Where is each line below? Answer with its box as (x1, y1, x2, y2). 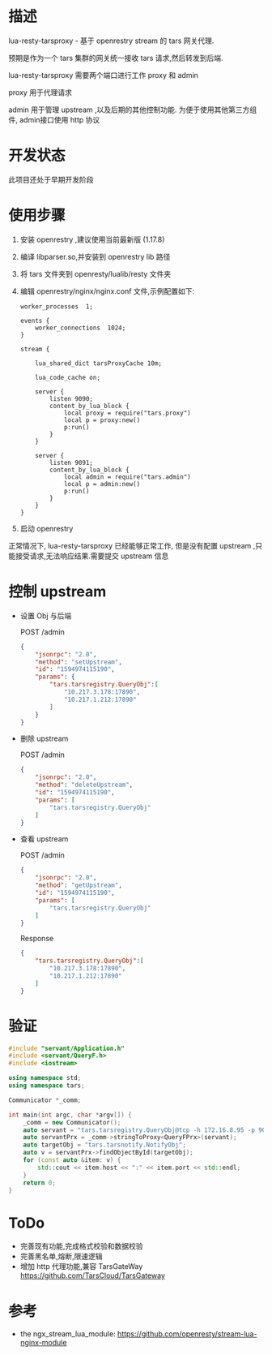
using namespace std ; (8, 1074, 82, 1082)
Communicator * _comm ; (8, 1096, 82, 1104)
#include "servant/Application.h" (8, 1044, 125, 1052)
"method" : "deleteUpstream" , (35, 781, 134, 789)
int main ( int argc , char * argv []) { (8, 1111, 132, 1119)
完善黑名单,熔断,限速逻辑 (19, 1251, 103, 1262)
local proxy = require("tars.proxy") (63, 409, 192, 417)
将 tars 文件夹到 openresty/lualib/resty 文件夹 (19, 269, 172, 278)
